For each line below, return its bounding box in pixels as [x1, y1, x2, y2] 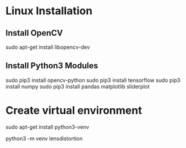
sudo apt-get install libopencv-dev [5, 43, 90, 51]
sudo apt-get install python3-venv [5, 123, 89, 130]
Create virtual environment [5, 104, 142, 117]
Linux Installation [5, 4, 93, 18]
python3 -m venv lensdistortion [5, 135, 83, 142]
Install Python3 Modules [5, 61, 98, 71]
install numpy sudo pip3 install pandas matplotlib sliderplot [5, 83, 150, 90]
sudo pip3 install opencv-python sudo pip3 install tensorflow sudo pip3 [5, 76, 181, 84]
